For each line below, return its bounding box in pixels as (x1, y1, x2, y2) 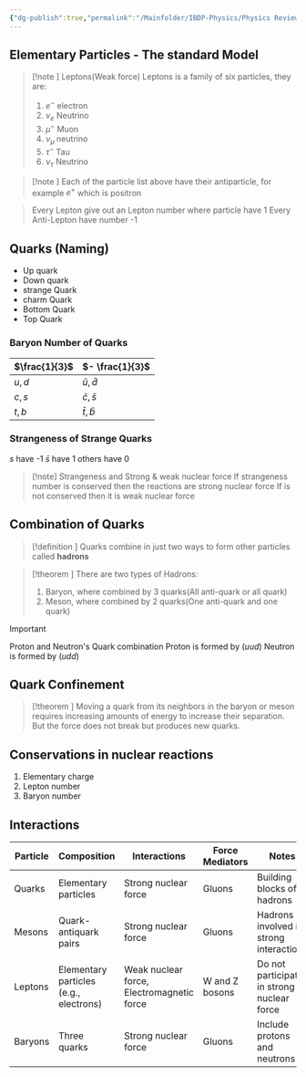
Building (256, 871, 292, 884)
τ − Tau (45, 145, 70, 157)
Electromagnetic (124, 987, 194, 999)
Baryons (14, 1035, 50, 1048)
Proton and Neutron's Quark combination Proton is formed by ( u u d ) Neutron (9, 641, 295, 652)
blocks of (256, 883, 298, 895)
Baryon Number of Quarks (9, 337, 128, 350)
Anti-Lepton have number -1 (31, 214, 138, 225)
